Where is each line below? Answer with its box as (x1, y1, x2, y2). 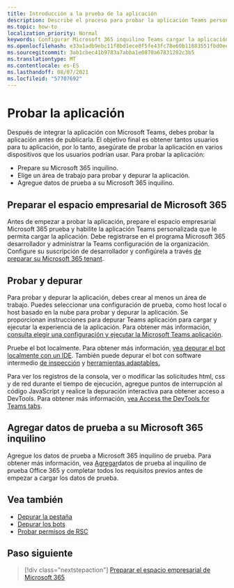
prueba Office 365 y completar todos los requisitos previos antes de (7, 466, 203, 474)
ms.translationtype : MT (7, 56, 77, 63)
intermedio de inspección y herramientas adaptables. (7, 359, 160, 367)
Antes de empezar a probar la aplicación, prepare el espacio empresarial (7, 218, 216, 226)
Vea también (7, 494, 63, 506)
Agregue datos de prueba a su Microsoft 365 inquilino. (17, 179, 175, 187)
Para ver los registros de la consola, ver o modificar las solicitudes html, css (7, 372, 225, 380)
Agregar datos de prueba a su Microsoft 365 (7, 422, 203, 434)
